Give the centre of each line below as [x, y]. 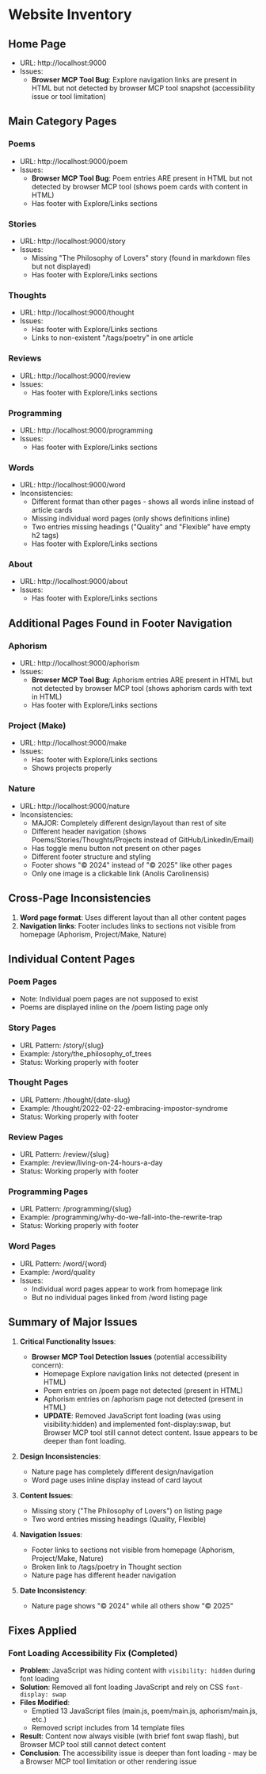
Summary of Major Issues [73, 1322]
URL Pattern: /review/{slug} [65, 1154]
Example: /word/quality [57, 1272]
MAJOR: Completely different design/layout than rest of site [129, 822]
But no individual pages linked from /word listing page [120, 1297]
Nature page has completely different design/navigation [122, 1471]
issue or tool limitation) [68, 96]
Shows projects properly [72, 768]
